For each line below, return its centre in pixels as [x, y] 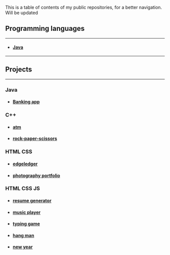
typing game [26, 224]
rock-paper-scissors [35, 138]
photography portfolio [36, 175]
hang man [23, 235]
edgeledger [25, 164]
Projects [19, 70]
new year [23, 247]
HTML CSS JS [23, 189]
